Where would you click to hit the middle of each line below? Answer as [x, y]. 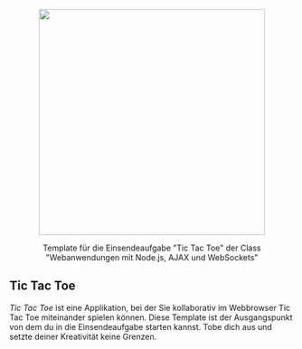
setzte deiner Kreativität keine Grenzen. [83, 336]
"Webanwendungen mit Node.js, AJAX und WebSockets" [152, 257]
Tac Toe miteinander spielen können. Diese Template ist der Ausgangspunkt [151, 317]
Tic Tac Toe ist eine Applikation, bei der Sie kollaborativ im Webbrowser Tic [150, 307]
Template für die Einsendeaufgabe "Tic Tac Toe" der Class [152, 248]
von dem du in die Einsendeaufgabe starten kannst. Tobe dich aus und [141, 326]
